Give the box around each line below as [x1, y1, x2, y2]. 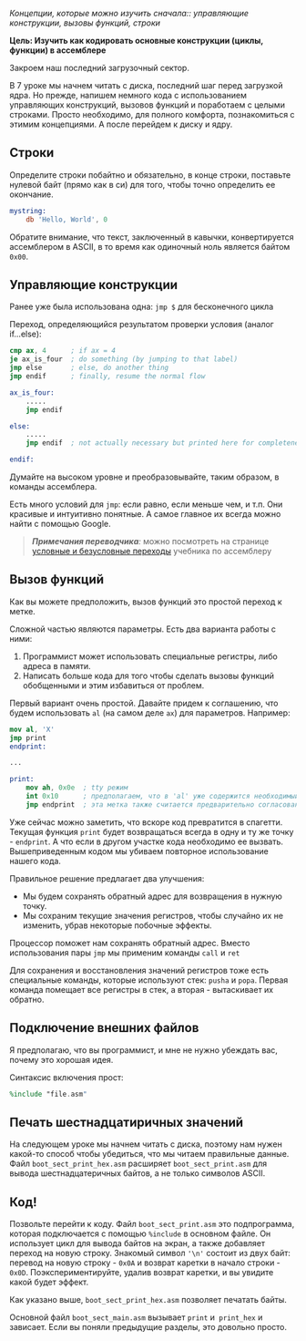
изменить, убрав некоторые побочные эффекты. [22, 920, 212, 931]
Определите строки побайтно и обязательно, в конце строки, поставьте [9, 169, 291, 181]
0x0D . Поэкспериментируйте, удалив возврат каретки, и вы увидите [9, 1267, 274, 1278]
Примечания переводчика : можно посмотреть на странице [31, 536, 270, 546]
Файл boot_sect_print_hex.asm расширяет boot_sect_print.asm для [9, 1158, 268, 1170]
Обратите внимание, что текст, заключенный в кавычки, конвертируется [9, 232, 294, 242]
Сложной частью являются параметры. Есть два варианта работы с [9, 624, 276, 634]
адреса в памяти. [22, 660, 91, 671]
